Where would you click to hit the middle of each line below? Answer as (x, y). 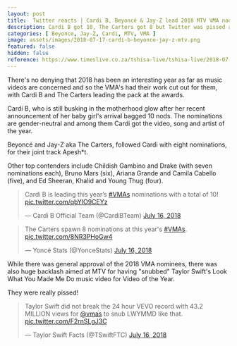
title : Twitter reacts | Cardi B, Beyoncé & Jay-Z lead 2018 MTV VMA (113, 20)
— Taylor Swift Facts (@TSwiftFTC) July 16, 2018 (96, 335)
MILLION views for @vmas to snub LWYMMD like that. (104, 314)
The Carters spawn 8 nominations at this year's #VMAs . (106, 229)
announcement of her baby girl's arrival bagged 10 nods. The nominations (115, 116)
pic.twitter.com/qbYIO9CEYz (66, 202)
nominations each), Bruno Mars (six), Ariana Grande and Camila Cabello (112, 173)
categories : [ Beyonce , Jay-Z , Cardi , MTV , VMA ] (82, 33)
